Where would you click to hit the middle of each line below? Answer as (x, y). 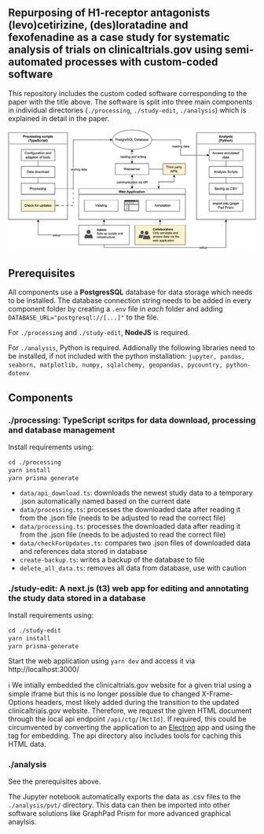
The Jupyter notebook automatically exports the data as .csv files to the (125, 797)
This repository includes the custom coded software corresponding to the (128, 93)
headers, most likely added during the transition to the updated (137, 703)
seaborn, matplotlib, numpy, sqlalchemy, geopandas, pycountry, (115, 365)
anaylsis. (22, 822)
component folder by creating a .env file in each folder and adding (115, 309)
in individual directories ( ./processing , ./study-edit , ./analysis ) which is (127, 110)
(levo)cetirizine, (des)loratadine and (98, 26)
